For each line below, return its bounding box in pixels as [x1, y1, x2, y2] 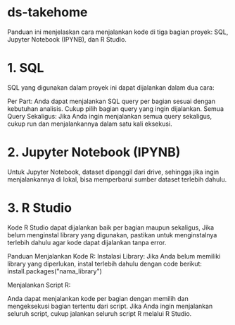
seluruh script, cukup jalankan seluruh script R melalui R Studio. [7, 309, 192, 318]
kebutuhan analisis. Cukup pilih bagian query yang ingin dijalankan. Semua [7, 104, 224, 113]
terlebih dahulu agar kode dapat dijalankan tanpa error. [7, 238, 167, 247]
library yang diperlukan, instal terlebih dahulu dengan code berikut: [7, 259, 203, 268]
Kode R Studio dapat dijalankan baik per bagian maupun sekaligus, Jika [7, 223, 215, 232]
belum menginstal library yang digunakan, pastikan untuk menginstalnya [7, 230, 217, 239]
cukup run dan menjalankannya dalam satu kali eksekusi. [7, 119, 172, 128]
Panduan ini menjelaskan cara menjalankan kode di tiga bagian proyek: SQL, [7, 28, 229, 36]
